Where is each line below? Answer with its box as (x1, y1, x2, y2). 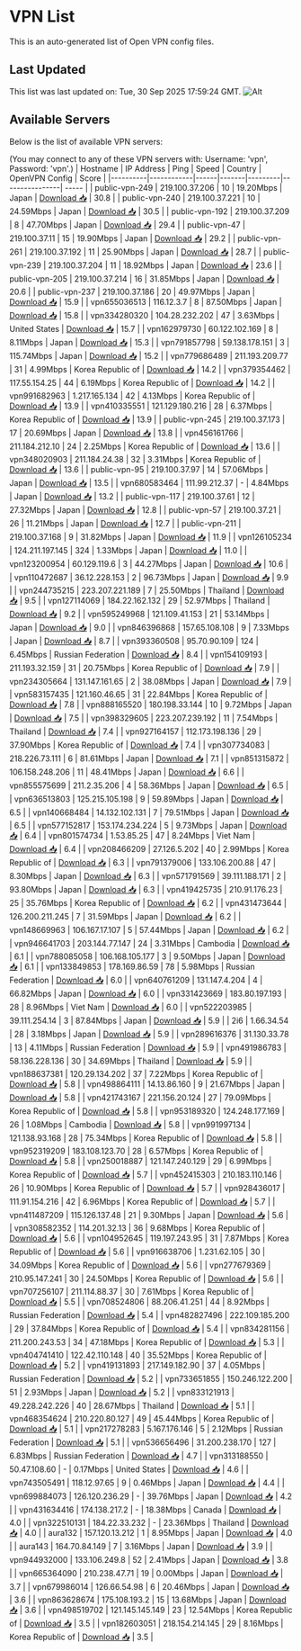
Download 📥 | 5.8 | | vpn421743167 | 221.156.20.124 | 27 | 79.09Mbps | (9, 1091, 271, 1103)
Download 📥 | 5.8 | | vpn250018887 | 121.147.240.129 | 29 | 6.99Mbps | (9, 1155, 272, 1166)
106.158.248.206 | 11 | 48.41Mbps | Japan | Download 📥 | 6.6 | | (9, 767, 244, 777)
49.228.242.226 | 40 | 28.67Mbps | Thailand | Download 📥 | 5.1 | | (9, 1400, 255, 1411)
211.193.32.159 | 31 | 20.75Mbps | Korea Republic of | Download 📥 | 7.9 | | (9, 662, 280, 673)
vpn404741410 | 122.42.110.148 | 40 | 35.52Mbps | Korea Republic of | (9, 1350, 267, 1360)
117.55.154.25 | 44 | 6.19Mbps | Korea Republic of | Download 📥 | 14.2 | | (9, 377, 276, 388)
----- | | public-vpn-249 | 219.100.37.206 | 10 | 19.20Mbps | (64, 182, 283, 193)
